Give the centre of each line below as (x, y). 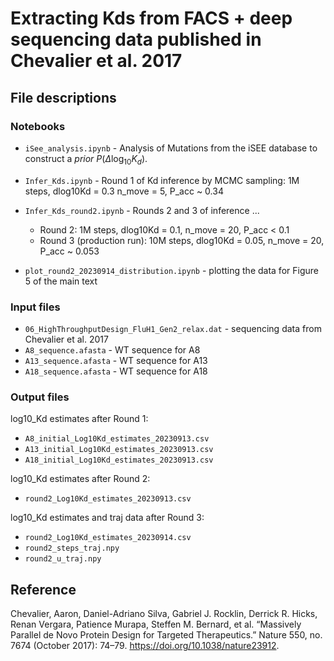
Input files (35, 307)
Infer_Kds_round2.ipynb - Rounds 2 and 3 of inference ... (142, 210)
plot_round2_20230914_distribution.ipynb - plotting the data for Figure (171, 270)
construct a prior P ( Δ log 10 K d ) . (86, 159)
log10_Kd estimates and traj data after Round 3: (107, 518)
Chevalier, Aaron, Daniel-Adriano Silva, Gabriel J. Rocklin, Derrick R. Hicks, (164, 614)
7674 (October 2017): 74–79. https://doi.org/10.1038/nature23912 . (145, 646)
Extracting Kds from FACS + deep (151, 18)
